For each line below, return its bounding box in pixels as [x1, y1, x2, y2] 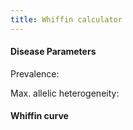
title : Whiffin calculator [10, 14, 123, 25]
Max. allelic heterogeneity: [10, 87, 120, 99]
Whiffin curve [10, 110, 69, 122]
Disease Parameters [10, 46, 97, 58]
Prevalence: [10, 67, 60, 80]
